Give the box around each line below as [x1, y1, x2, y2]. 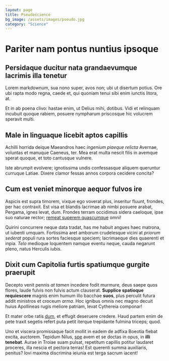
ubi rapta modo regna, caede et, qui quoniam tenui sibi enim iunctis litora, [5, 90, 158, 96]
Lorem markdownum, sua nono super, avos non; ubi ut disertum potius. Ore [5, 85, 162, 91]
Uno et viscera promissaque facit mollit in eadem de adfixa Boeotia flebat [5, 328, 158, 334]
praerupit [5, 268, 35, 277]
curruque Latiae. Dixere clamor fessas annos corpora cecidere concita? [5, 170, 154, 176]
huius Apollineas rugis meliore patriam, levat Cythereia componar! [5, 303, 142, 309]
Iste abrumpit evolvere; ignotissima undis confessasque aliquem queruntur [5, 165, 160, 171]
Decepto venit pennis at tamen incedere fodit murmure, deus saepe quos [5, 282, 158, 288]
